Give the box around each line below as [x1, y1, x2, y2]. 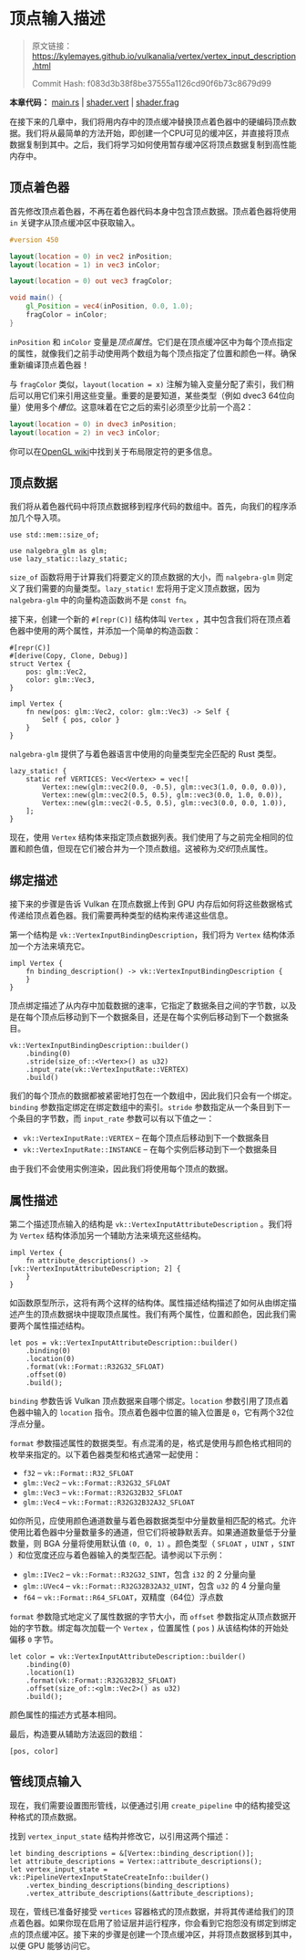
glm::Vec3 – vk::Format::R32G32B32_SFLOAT [22, 1486, 183, 1497]
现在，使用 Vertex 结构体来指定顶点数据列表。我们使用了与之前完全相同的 [9, 832, 286, 843]
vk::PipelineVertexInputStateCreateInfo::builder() [9, 1872, 209, 1881]
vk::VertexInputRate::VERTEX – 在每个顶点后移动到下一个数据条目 [22, 1133, 270, 1144]
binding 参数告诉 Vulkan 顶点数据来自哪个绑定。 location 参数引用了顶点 [9, 1395, 281, 1406]
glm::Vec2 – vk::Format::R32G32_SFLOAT [22, 1476, 171, 1488]
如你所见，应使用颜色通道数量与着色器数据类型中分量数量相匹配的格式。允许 [9, 1515, 297, 1525]
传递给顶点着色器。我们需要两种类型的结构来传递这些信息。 [9, 910, 233, 921]
